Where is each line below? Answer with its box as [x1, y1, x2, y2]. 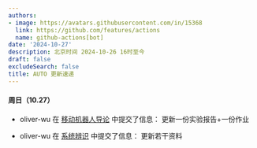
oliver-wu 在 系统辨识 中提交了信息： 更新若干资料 [19, 131, 183, 140]
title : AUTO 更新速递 [8, 70, 75, 78]
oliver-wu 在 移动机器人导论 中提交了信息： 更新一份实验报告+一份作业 [19, 114, 250, 124]
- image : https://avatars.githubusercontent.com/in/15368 [8, 19, 203, 27]
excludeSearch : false [8, 63, 80, 71]
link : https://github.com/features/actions [15, 26, 160, 34]
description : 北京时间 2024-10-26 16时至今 [8, 48, 145, 56]
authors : [8, 11, 37, 20]
